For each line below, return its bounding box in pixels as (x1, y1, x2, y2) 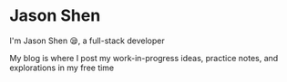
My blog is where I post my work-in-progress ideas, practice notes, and (9, 52, 279, 63)
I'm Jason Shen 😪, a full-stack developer (9, 35, 166, 46)
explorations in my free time (9, 62, 115, 73)
